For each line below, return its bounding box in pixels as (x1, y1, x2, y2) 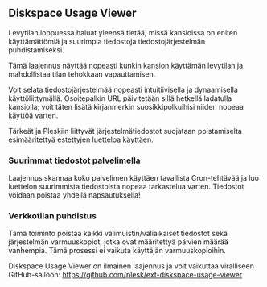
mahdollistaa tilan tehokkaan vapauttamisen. (8, 69, 156, 79)
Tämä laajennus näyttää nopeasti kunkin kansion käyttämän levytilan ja (8, 60, 244, 70)
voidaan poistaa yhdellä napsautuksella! (8, 190, 141, 200)
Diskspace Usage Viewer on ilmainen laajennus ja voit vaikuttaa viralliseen (8, 261, 255, 271)
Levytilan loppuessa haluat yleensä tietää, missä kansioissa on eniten (8, 27, 238, 37)
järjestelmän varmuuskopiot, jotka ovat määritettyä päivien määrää (8, 237, 229, 247)
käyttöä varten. (8, 110, 59, 120)
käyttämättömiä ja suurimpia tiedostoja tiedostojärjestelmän (8, 36, 206, 46)
